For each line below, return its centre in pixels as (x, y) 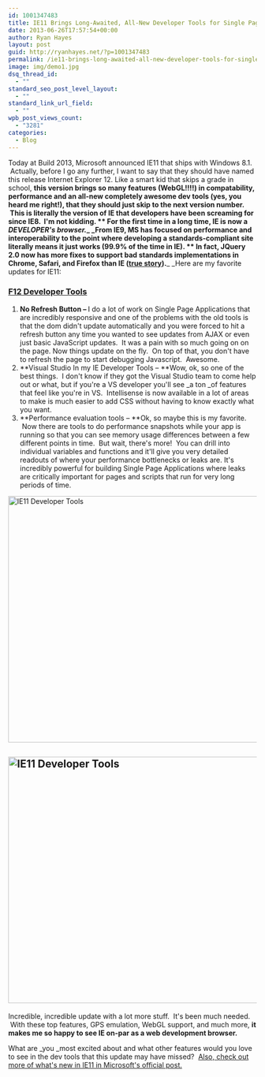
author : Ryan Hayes (40, 37)
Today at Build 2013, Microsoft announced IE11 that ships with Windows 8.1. (130, 162)
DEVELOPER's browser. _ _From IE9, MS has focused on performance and (130, 229)
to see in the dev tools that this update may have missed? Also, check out (129, 1057)
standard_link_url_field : (50, 103)
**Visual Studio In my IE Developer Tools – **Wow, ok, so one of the (132, 367)
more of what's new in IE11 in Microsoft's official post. (95, 1064)
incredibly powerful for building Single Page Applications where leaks (132, 468)
